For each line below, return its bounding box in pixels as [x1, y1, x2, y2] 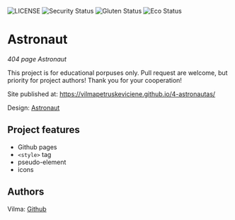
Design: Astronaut [7, 103, 60, 112]
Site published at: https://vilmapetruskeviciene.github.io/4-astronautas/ [7, 89, 216, 98]
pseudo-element [17, 158, 67, 166]
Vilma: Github [7, 204, 47, 213]
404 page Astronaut [7, 54, 67, 63]
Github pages [17, 142, 57, 151]
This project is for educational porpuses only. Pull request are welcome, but [7, 68, 228, 77]
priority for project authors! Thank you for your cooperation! [7, 76, 183, 84]
